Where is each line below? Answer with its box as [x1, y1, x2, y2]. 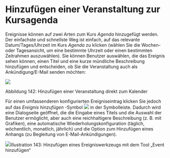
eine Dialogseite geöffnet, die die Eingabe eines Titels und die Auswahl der [5, 109, 162, 115]
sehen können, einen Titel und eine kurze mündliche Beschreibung [5, 58, 145, 64]
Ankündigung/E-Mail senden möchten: [5, 69, 86, 75]
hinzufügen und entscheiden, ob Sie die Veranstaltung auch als [5, 64, 138, 70]
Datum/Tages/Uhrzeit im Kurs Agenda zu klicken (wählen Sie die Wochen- [5, 42, 161, 48]
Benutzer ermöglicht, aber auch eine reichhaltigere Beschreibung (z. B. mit [5, 115, 161, 121]
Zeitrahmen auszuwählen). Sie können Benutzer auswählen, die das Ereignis [5, 52, 165, 59]
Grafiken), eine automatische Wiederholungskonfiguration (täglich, [5, 120, 145, 127]
